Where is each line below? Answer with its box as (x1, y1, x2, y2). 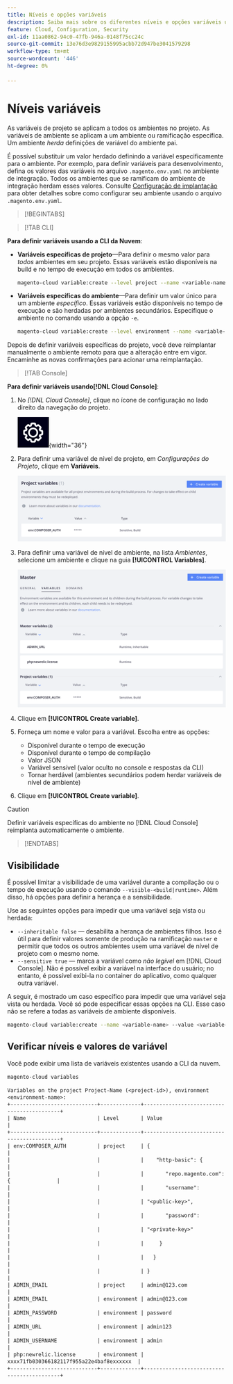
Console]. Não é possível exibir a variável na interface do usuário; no (17, 964, 214, 972)
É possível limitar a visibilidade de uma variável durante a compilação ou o (7, 878, 220, 886)
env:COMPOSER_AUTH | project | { (13, 1142, 150, 1150)
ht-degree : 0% (7, 63, 49, 70)
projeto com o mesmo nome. (17, 950, 100, 958)
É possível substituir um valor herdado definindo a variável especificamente (7, 152, 224, 160)
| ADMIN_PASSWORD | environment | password (7, 1309, 172, 1317)
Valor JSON (27, 756, 61, 765)
